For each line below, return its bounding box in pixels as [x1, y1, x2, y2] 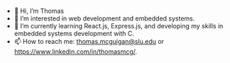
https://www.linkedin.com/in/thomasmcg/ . [13, 47, 138, 56]
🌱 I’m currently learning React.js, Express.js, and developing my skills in [13, 22, 224, 30]
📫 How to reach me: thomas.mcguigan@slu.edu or [13, 38, 165, 45]
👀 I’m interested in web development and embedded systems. [13, 14, 195, 23]
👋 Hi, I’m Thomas [13, 7, 65, 15]
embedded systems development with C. [13, 29, 135, 38]
